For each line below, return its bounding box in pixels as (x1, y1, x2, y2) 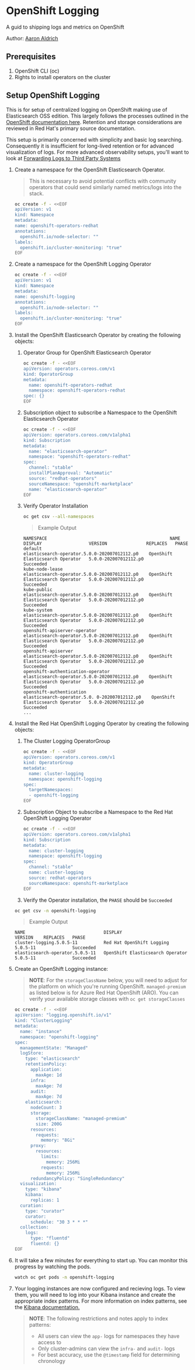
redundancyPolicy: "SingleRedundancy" (30, 1175, 125, 1182)
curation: (20, 1203, 44, 1208)
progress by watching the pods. (14, 1263, 92, 1270)
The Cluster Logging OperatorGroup (23, 737, 111, 744)
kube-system (23, 607, 53, 613)
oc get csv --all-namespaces (23, 514, 95, 520)
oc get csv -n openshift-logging (14, 908, 96, 914)
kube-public (23, 587, 53, 593)
